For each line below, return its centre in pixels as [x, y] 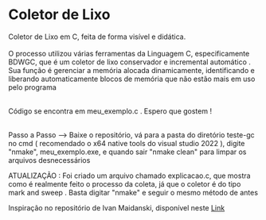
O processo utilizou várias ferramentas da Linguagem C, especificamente [129, 53]
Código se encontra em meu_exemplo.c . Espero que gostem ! [110, 111]
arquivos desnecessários [49, 160]
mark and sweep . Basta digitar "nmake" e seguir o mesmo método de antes [133, 192]
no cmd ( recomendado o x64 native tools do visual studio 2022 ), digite [127, 143]
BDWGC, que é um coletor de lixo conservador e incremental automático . [129, 62]
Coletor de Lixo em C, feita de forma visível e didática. [97, 37]
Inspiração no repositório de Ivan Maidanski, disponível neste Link [117, 207]
